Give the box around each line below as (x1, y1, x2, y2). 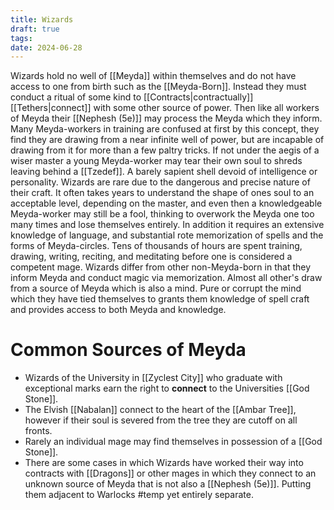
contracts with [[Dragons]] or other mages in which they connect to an (24, 467, 317, 480)
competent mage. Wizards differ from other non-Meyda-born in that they (10, 261, 312, 273)
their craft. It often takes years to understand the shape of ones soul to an (10, 187, 315, 199)
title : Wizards (10, 14, 74, 25)
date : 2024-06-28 (10, 42, 83, 53)
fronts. (24, 425, 53, 437)
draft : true (10, 24, 60, 34)
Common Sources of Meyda (10, 339, 247, 361)
